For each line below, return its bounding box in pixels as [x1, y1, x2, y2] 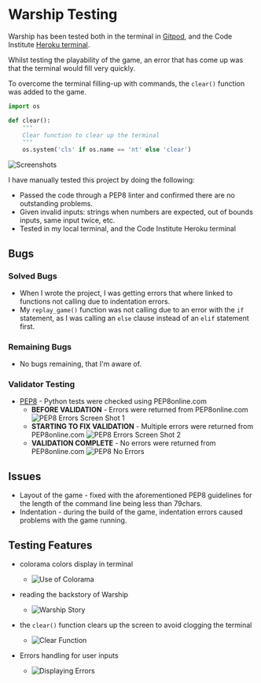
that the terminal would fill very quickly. [8, 63, 136, 72]
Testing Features [8, 538, 93, 552]
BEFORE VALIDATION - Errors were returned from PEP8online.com [31, 405, 249, 415]
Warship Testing [8, 6, 118, 24]
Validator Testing [8, 379, 75, 390]
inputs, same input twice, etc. [19, 216, 116, 225]
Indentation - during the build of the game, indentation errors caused [19, 508, 243, 517]
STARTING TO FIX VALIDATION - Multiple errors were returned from [31, 422, 254, 431]
